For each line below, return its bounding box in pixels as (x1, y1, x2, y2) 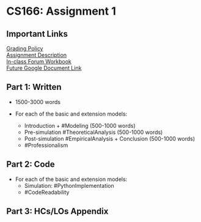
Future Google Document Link (6, 64, 82, 72)
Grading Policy (6, 45, 43, 52)
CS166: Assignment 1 (6, 4, 116, 18)
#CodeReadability (24, 188, 70, 196)
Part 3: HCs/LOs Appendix (6, 206, 109, 216)
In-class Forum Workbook (6, 58, 71, 65)
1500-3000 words (15, 98, 61, 105)
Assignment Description (6, 51, 67, 59)
